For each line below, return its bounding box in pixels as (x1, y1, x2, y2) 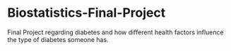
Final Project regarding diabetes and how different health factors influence (7, 28, 224, 36)
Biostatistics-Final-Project (7, 5, 166, 21)
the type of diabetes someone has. (7, 35, 109, 43)
